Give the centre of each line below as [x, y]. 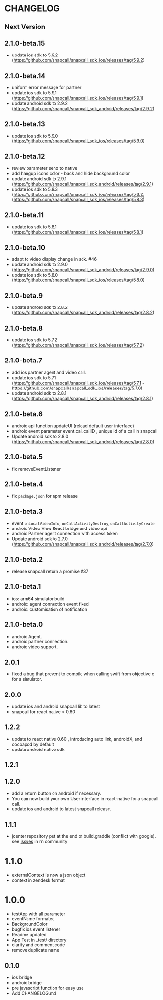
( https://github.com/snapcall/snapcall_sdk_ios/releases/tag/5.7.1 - [78, 383]
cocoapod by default [33, 744]
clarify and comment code [38, 945]
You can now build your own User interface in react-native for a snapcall [85, 799]
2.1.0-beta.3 [24, 511]
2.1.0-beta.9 [24, 295]
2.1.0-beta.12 [25, 156]
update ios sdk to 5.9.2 [35, 55]
